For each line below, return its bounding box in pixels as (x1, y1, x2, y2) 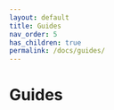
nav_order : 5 (9, 30, 58, 38)
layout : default (9, 13, 69, 22)
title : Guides (9, 21, 62, 30)
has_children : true (9, 38, 82, 47)
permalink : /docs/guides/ (9, 47, 105, 55)
